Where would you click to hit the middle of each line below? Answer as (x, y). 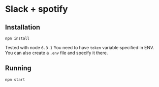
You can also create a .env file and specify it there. (57, 53)
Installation (23, 27)
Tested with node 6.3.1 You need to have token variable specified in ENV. (79, 47)
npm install (17, 38)
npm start (15, 80)
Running (18, 68)
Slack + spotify (36, 9)
